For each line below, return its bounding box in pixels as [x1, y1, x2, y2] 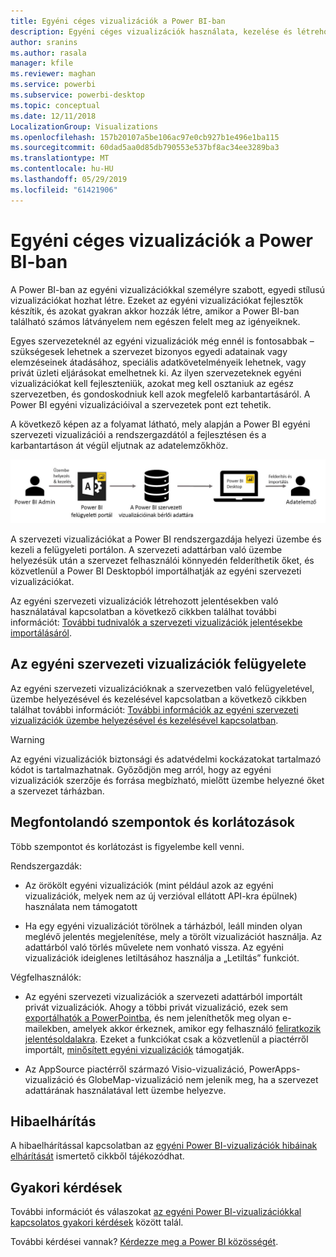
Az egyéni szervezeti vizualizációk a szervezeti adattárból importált [24, 990, 303, 1002]
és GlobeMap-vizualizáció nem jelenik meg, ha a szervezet [76, 1073, 319, 1085]
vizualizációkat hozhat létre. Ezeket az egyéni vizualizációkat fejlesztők [10, 294, 304, 306]
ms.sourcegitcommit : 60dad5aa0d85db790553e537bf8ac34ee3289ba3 [10, 143, 280, 153]
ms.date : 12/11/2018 [10, 111, 97, 121]
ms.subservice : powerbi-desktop [10, 90, 145, 100]
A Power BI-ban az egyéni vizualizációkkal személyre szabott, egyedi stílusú [10, 283, 325, 295]
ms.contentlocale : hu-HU [10, 164, 114, 174]
